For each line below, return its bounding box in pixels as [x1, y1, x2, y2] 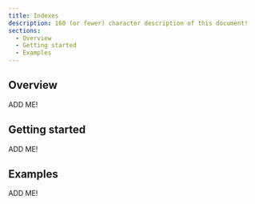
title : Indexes [8, 11, 59, 20]
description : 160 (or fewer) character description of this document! [8, 19, 249, 27]
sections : [8, 26, 42, 34]
